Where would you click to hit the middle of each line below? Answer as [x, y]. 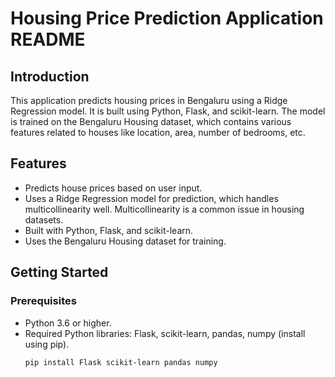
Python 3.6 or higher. [68, 323]
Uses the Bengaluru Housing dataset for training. [125, 241]
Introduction [50, 76]
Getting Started [59, 272]
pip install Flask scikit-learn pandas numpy [121, 362]
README [48, 39]
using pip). [47, 344]
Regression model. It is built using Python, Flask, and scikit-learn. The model [168, 111]
